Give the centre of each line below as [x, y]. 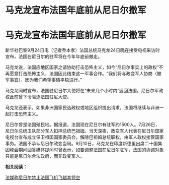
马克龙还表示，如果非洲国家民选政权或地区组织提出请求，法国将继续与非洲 [82, 108]
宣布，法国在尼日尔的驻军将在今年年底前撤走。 [54, 56]
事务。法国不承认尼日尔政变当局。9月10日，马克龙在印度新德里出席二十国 [82, 144]
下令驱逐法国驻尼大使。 [47, 97]
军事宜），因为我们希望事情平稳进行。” [44, 80]
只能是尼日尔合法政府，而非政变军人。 [45, 156]
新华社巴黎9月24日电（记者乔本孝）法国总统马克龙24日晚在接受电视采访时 [82, 50]
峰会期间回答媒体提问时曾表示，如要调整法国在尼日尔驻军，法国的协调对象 [87, 150]
